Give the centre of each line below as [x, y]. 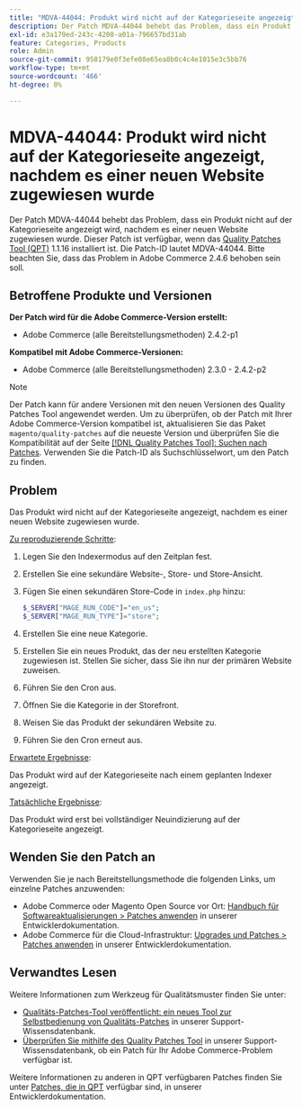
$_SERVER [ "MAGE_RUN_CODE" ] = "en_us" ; [91, 608]
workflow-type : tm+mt [50, 68]
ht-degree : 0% [36, 85]
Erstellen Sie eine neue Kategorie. [85, 633]
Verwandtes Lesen [63, 973]
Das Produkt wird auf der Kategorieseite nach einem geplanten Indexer [141, 775]
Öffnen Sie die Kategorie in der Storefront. [101, 704]
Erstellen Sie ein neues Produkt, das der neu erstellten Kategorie [142, 650]
